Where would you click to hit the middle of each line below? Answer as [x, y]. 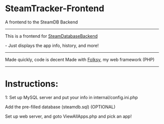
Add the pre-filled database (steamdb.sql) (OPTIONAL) [60, 107]
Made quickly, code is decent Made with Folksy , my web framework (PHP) [80, 60]
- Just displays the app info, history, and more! [52, 45]
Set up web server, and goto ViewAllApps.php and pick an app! [68, 116]
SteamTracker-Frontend [55, 9]
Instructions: [32, 84]
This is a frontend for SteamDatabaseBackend [51, 36]
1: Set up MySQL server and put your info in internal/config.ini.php [72, 97]
